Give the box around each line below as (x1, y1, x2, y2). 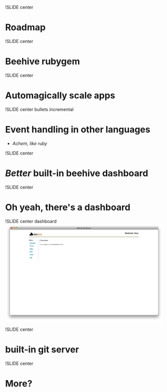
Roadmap (5, 22, 46, 33)
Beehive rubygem (5, 56, 80, 67)
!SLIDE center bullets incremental (5, 106, 74, 112)
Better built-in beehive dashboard (5, 167, 148, 179)
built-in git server (5, 344, 79, 355)
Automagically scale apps (5, 90, 115, 101)
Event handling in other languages (5, 124, 150, 135)
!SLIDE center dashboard (5, 218, 57, 224)
